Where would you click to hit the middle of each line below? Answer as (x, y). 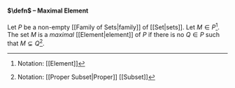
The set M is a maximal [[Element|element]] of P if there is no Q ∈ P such (114, 34)
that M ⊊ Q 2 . (26, 43)
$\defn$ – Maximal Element (48, 10)
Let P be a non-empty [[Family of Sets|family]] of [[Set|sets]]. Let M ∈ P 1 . (114, 27)
